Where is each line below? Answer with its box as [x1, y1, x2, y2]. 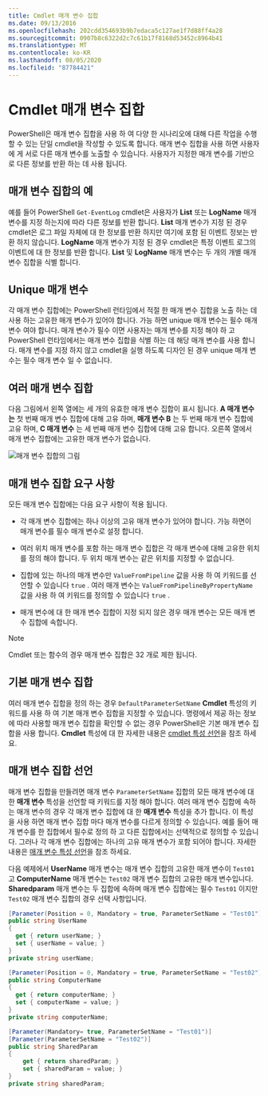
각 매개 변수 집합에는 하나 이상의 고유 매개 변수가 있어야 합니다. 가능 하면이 [19, 516, 252, 526]
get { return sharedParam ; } [22, 1058, 120, 1066]
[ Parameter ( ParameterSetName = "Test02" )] [8, 1035, 152, 1043]
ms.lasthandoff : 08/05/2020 [8, 57, 102, 65]
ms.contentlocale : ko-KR [8, 49, 91, 57]
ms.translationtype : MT [8, 42, 88, 50]
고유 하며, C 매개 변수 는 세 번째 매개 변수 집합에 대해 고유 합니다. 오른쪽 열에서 [8, 424, 253, 434]
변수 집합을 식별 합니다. [8, 257, 81, 266]
